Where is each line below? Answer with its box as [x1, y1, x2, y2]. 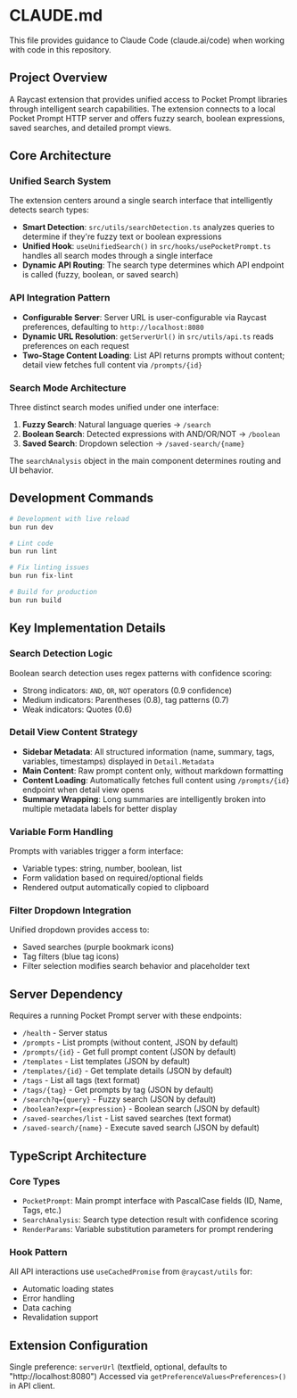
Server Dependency [9, 987, 123, 1002]
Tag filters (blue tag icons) [21, 951, 120, 962]
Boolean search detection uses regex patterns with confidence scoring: [9, 667, 273, 678]
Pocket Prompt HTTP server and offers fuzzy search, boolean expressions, [9, 112, 285, 123]
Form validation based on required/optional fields [21, 873, 203, 883]
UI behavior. [9, 465, 54, 476]
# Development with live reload [9, 514, 129, 523]
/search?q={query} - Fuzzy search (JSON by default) [21, 1094, 217, 1104]
